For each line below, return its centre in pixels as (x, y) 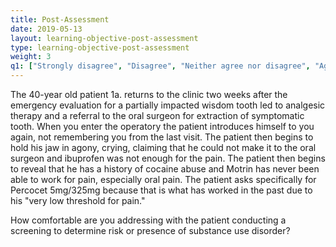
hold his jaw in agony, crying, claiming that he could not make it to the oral (163, 147)
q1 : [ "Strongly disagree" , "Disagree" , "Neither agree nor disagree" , (160, 66)
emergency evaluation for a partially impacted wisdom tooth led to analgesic (168, 105)
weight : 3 (31, 57)
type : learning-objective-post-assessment (100, 47)
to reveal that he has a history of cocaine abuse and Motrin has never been (165, 169)
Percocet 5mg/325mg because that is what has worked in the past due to (161, 190)
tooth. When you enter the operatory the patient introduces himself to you (162, 126)
